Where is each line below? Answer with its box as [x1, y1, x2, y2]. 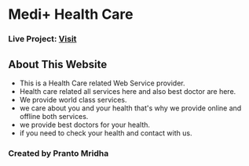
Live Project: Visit [8, 34, 77, 45]
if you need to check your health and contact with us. [19, 128, 192, 138]
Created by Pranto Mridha [8, 147, 109, 158]
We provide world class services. [19, 95, 127, 104]
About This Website [8, 57, 108, 71]
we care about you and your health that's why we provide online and [19, 103, 242, 113]
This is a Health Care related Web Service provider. [19, 78, 185, 88]
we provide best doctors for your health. [19, 120, 151, 129]
